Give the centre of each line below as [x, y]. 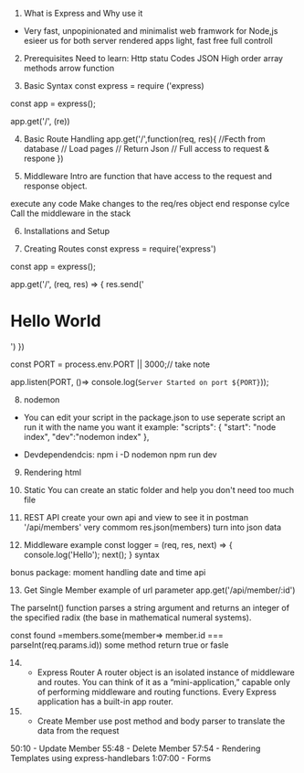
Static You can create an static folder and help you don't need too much [159, 489]
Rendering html [52, 472]
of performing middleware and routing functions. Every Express [157, 692]
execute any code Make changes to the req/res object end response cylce [150, 204]
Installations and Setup [67, 231]
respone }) [43, 158]
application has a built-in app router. [105, 701]
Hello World [56, 322]
